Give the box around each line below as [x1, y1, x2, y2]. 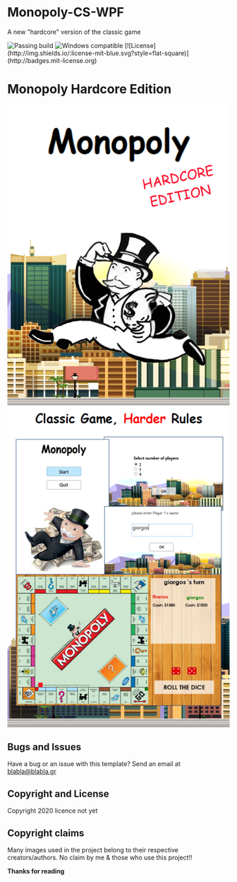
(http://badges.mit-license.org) [7, 56, 97, 64]
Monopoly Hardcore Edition [7, 81, 171, 98]
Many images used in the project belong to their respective [7, 845, 178, 854]
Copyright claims [7, 827, 85, 839]
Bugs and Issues [7, 741, 82, 753]
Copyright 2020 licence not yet [7, 806, 98, 815]
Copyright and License [7, 787, 109, 799]
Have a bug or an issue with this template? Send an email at [7, 760, 181, 768]
